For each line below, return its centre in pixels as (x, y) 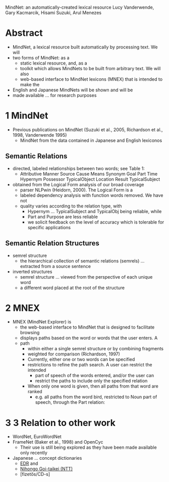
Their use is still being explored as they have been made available (89, 447)
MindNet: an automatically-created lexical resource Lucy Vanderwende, (80, 7)
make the (30, 84)
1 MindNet (27, 116)
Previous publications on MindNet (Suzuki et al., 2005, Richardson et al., (88, 129)
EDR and (29, 463)
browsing (30, 333)
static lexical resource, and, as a (53, 63)
